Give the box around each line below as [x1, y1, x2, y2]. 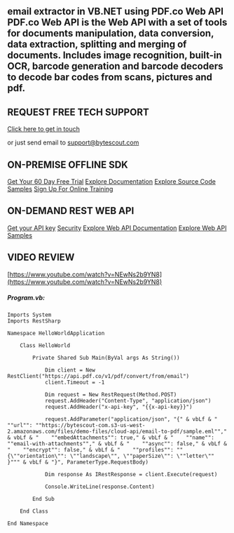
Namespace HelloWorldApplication [7, 330, 105, 337]
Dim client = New [44, 366, 96, 374]
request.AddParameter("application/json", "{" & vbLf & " [44, 415, 218, 423]
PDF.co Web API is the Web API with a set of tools [7, 17, 228, 29]
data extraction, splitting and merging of [7, 39, 187, 50]
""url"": [7, 421, 33, 429]
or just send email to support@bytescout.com [7, 138, 139, 147]
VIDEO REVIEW [7, 252, 75, 264]
